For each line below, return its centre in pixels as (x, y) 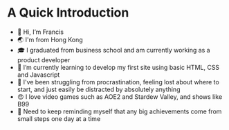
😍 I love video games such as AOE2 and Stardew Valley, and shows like (120, 96)
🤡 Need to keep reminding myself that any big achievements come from (119, 111)
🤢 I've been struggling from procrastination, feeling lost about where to (118, 82)
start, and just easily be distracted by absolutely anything (99, 89)
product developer (44, 59)
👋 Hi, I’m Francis (40, 32)
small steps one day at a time (59, 118)
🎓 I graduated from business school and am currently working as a (113, 50)
